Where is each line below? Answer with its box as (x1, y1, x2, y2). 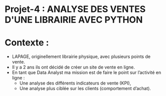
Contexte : (5, 37, 49, 48)
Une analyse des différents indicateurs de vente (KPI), (19, 80, 131, 86)
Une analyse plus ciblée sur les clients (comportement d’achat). (19, 85, 151, 91)
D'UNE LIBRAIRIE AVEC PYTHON (5, 14, 143, 25)
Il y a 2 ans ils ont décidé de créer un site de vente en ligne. (12, 64, 135, 70)
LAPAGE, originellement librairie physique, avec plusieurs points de (12, 53, 151, 59)
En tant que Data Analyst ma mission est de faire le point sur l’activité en (12, 69, 161, 75)
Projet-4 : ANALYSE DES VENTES (5, 3, 146, 15)
